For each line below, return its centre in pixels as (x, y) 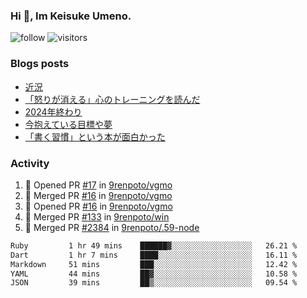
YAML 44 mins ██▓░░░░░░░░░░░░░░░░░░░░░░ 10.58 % (154, 274)
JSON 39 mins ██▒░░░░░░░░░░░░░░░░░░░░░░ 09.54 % (154, 283)
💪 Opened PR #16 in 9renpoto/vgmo (98, 206)
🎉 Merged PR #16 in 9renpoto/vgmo (98, 195)
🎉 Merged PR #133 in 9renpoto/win (97, 216)
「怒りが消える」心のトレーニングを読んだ (112, 99)
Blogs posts (40, 64)
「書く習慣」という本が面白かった (95, 136)
